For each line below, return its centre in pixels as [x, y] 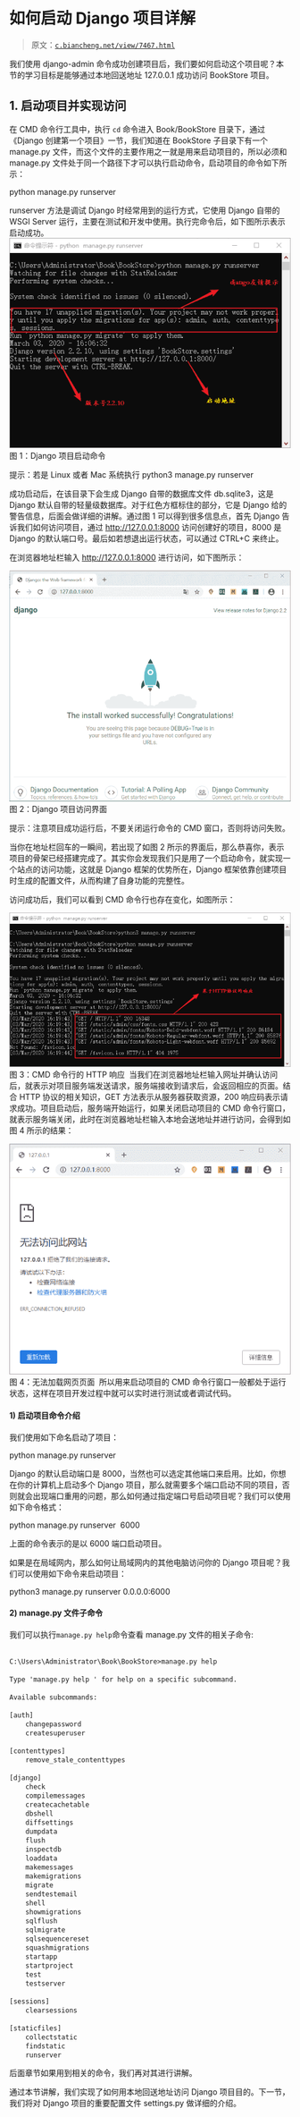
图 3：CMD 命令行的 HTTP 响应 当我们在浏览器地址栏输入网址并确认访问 [144, 1075]
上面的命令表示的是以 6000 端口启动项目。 [88, 1543]
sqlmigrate [46, 1930]
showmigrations [54, 1912]
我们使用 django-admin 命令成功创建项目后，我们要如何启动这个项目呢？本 [146, 64]
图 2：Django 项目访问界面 [58, 809]
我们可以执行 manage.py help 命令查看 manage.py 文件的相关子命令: [132, 1634]
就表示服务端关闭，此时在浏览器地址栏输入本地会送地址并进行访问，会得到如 [150, 1120]
